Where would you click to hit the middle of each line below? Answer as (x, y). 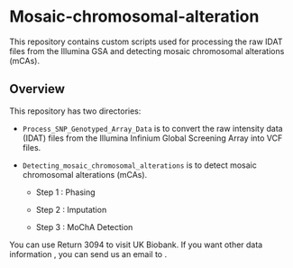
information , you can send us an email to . (88, 254)
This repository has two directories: (75, 111)
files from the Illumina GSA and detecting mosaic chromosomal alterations (147, 51)
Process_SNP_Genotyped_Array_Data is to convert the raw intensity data (152, 128)
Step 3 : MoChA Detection (84, 226)
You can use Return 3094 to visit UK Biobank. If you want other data (136, 245)
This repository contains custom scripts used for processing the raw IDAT (146, 42)
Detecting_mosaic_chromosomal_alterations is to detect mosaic (139, 165)
